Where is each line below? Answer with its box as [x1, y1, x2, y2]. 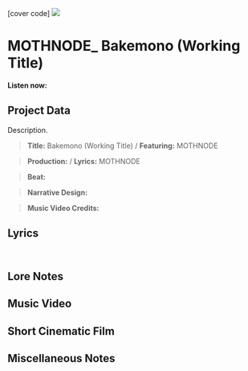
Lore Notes [7, 270, 63, 283]
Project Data [7, 104, 71, 117]
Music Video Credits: [26, 203, 100, 212]
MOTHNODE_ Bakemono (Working [7, 37, 241, 56]
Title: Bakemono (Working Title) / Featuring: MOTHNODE [26, 141, 218, 150]
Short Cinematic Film [7, 324, 116, 338]
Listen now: [7, 80, 47, 90]
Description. [7, 125, 48, 134]
